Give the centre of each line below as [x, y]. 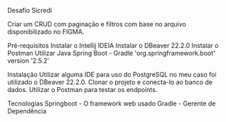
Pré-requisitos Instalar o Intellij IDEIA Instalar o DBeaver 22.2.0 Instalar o [113, 45]
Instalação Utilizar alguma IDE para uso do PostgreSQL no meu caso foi [112, 75]
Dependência [27, 111]
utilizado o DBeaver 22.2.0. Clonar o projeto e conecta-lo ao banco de [110, 82]
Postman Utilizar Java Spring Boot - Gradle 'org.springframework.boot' [111, 53]
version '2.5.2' [28, 61]
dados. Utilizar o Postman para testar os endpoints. [82, 90]
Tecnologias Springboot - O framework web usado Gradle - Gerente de [112, 103]
